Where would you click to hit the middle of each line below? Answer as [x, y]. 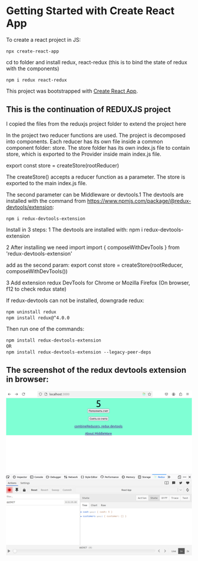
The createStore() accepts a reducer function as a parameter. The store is [96, 177]
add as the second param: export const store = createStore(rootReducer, [95, 265]
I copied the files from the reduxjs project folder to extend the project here [96, 124]
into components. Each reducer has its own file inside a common [85, 141]
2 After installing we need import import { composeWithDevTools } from [93, 247]
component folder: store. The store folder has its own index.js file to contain [98, 147]
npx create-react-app [33, 51]
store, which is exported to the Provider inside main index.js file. [84, 154]
